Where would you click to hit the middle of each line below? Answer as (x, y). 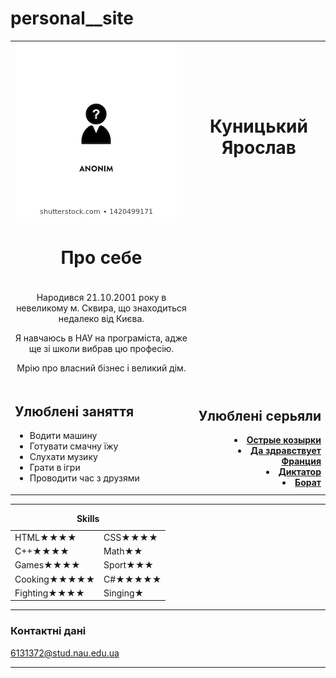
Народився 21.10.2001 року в (101, 298)
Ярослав (259, 148)
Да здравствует (286, 451)
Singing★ (124, 593)
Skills (88, 518)
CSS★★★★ (130, 537)
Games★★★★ (47, 565)
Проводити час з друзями (84, 478)
